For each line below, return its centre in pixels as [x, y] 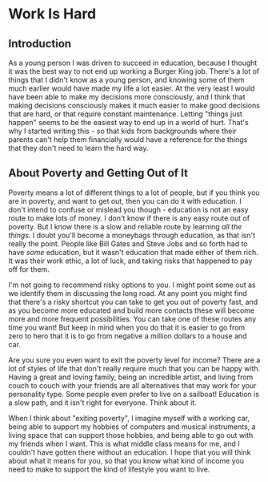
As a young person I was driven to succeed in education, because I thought [133, 63]
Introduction [40, 44]
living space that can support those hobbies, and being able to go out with [131, 435]
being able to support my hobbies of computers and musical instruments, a [132, 427]
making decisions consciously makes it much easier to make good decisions [134, 105]
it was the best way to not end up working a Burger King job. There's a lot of [134, 71]
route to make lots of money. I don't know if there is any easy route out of [129, 218]
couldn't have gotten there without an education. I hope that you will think [130, 452]
